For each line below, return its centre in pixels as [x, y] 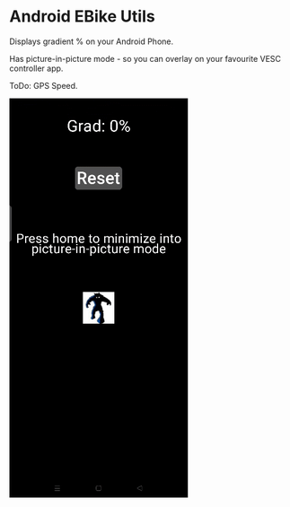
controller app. [36, 68]
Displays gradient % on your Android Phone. [92, 41]
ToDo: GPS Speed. [44, 85]
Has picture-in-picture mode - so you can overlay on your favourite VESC [145, 58]
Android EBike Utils [82, 17]
